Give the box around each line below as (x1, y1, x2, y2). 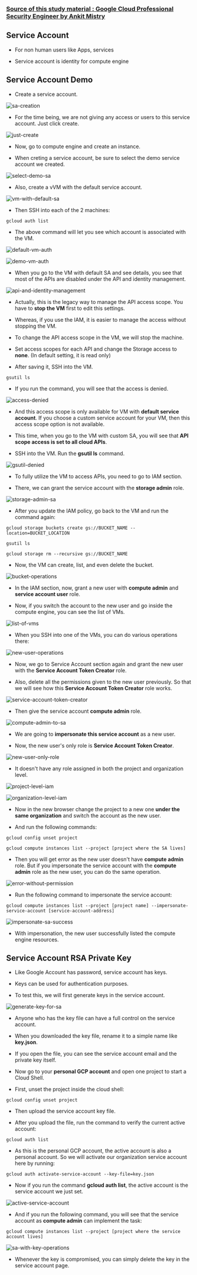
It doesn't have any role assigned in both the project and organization (14, 765, 184, 772)
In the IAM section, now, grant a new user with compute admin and (14, 584, 179, 591)
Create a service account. (14, 91, 78, 98)
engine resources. (14, 936, 59, 943)
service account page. (14, 1262, 70, 1269)
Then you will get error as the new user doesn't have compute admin (14, 856, 184, 863)
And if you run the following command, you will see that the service (14, 1211, 179, 1218)
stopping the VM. (14, 322, 57, 329)
